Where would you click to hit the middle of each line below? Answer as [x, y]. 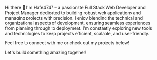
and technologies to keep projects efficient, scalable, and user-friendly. [77, 33]
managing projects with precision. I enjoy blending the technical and [74, 18]
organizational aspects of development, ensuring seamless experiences [78, 23]
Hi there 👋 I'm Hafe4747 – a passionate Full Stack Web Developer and [75, 8]
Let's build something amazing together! [46, 52]
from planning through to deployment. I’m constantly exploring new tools [78, 28]
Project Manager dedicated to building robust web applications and [73, 13]
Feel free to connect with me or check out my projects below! [67, 43]
